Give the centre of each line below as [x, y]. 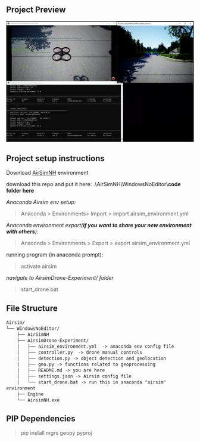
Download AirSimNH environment [47, 173]
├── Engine [30, 394]
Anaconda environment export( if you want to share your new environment [99, 225]
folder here [20, 191]
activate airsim [39, 266]
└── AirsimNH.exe [38, 400]
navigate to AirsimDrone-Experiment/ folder [60, 278]
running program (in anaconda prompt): [55, 255]
